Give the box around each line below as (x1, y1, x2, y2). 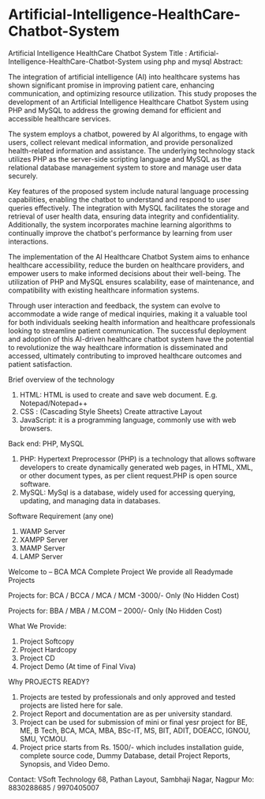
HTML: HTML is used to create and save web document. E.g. (19, 390, 218, 399)
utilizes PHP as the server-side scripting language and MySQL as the (8, 154, 233, 163)
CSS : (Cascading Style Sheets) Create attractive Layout (19, 406, 203, 416)
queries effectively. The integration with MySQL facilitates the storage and (8, 203, 250, 212)
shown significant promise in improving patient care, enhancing (8, 80, 215, 90)
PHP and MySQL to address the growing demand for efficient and (8, 105, 222, 115)
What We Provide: (8, 621, 67, 630)
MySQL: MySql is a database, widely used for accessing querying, (19, 487, 236, 497)
